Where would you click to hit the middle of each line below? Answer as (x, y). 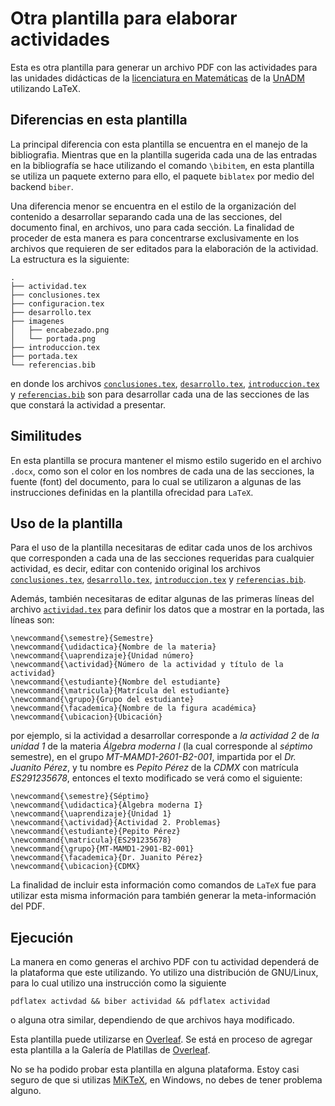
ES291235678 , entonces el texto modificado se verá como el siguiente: (156, 778)
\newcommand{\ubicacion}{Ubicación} (86, 717)
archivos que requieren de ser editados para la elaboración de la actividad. (164, 248)
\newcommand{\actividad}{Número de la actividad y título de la (147, 665)
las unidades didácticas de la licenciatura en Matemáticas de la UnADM (157, 78)
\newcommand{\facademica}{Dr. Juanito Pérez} (106, 858)
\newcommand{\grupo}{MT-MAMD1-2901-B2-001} (102, 849)
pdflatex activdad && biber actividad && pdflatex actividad (140, 1002)
